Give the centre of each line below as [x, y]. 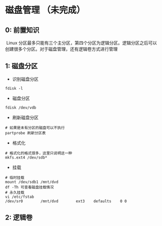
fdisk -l [14, 88]
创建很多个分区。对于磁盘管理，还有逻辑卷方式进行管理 [61, 49]
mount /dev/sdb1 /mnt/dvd [32, 182]
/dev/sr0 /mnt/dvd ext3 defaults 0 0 [66, 201]
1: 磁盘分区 [21, 66]
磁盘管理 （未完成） [45, 10]
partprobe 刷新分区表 [25, 133]
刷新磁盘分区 [25, 117]
